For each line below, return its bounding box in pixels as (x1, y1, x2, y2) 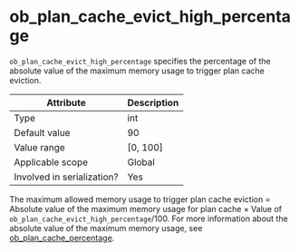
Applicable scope (14, 156, 89, 169)
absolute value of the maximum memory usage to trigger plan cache (9, 65, 265, 76)
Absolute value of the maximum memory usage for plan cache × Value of (9, 203, 283, 214)
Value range (14, 141, 65, 153)
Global (127, 156, 156, 169)
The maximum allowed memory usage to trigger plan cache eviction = (9, 193, 271, 205)
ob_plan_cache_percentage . (9, 232, 115, 243)
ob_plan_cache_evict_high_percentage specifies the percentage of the (9, 55, 271, 66)
